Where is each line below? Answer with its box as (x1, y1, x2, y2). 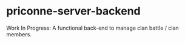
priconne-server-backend (6, 4, 141, 18)
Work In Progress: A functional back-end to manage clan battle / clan (6, 24, 179, 31)
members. (6, 30, 32, 38)
